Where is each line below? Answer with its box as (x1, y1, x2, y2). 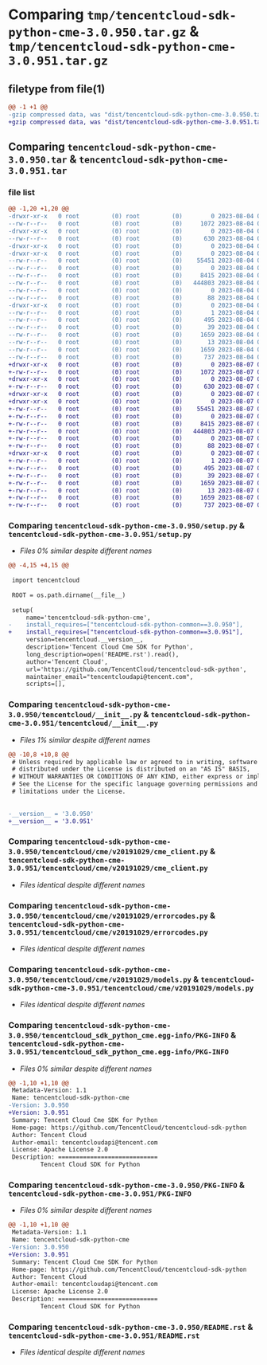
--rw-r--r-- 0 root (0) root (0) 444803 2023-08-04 (8, 279, 254, 288)
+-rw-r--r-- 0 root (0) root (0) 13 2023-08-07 (8, 486, 254, 495)
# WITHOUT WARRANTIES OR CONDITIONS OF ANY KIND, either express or (11, 773, 244, 781)
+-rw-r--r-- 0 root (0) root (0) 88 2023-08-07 (8, 442, 254, 450)
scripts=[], (25, 680, 66, 688)
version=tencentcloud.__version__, (25, 636, 145, 644)
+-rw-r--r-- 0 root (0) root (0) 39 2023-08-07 (8, 472, 254, 480)
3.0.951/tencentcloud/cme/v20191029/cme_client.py (8, 864, 208, 873)
